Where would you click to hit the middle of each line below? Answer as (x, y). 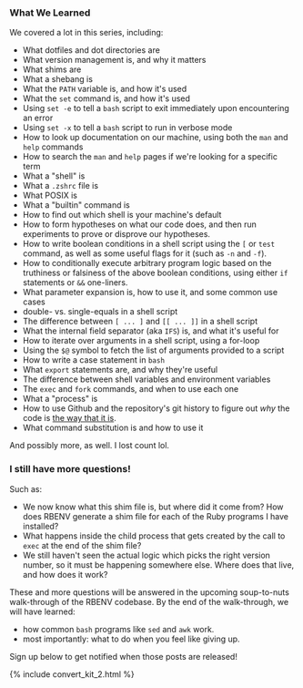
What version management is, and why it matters (114, 60)
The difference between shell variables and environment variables (146, 379)
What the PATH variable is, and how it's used (105, 89)
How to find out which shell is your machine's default (122, 215)
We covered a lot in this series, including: (86, 33)
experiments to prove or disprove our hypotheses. (116, 234)
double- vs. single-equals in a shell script (100, 312)
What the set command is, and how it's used (106, 98)
